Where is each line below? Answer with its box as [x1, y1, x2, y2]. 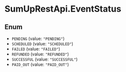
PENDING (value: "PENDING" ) [11, 36, 64, 41]
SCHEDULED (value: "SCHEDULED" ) [11, 41, 74, 47]
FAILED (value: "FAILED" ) [11, 46, 61, 52]
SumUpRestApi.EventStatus [4, 3, 122, 15]
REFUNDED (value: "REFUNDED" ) [11, 51, 69, 57]
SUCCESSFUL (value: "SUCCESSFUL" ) [11, 56, 78, 62]
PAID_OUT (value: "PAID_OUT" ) [11, 62, 69, 67]
